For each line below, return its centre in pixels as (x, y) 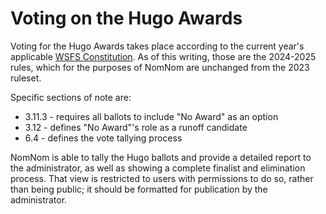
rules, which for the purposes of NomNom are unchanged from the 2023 (160, 67)
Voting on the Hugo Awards (126, 18)
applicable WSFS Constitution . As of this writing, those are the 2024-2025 (163, 56)
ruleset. (26, 78)
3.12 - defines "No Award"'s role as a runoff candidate (136, 127)
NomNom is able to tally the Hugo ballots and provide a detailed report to (161, 157)
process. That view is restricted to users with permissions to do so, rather (162, 178)
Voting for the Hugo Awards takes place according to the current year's (157, 46)
